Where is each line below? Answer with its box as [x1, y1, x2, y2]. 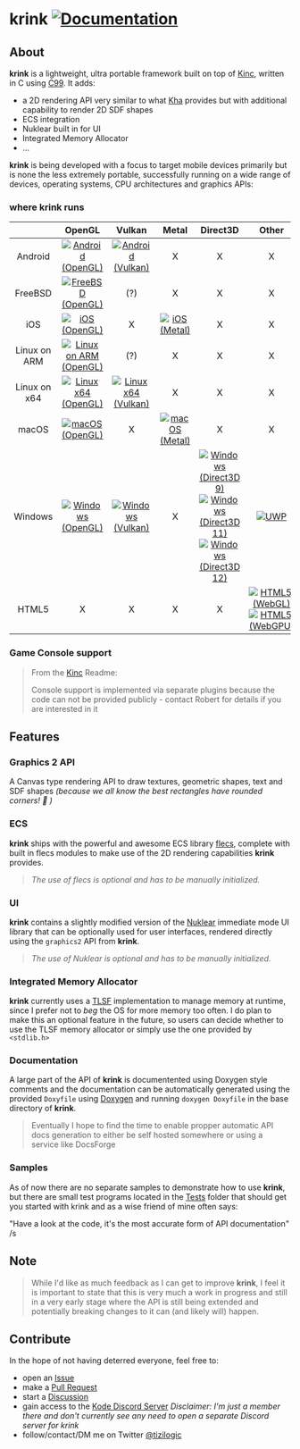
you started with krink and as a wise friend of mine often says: [9, 1201, 238, 1211]
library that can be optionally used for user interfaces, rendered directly [9, 926, 272, 937]
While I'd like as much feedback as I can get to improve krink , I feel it [30, 1277, 286, 1288]
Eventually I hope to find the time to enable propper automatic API [30, 1120, 274, 1131]
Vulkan [115, 224, 147, 237]
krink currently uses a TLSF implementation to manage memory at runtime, [9, 996, 286, 1007]
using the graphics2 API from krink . [9, 935, 140, 946]
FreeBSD [14, 287, 52, 299]
